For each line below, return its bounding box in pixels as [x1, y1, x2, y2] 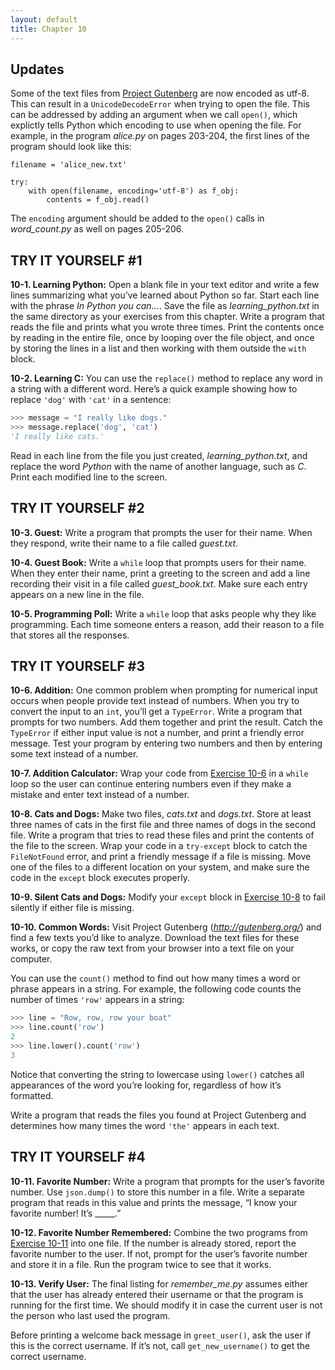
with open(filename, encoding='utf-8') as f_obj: [28, 186, 240, 196]
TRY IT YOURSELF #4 [10, 1149, 146, 1166]
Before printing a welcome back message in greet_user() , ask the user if [10, 1329, 312, 1341]
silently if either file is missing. [10, 902, 135, 914]
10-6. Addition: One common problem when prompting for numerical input [10, 684, 318, 696]
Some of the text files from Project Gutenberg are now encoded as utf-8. [10, 87, 310, 100]
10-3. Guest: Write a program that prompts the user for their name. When [10, 526, 313, 538]
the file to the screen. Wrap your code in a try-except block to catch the [10, 840, 308, 852]
